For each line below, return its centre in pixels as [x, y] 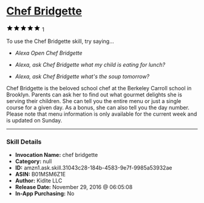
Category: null [33, 161]
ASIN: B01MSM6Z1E [40, 175]
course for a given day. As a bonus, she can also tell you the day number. [98, 107]
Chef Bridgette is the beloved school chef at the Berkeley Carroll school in [99, 88]
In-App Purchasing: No [45, 194]
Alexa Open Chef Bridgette [49, 53]
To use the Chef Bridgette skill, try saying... [60, 41]
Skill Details [24, 142]
